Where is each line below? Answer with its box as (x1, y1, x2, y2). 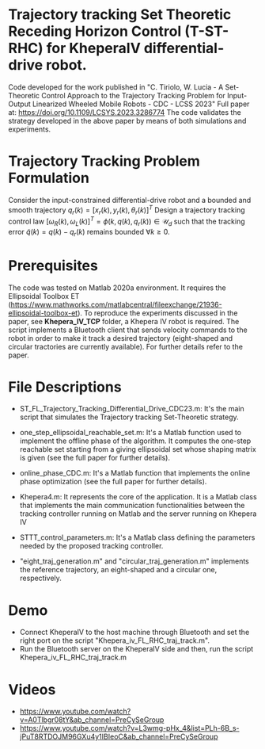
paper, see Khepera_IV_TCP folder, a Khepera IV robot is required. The (8, 316, 240, 326)
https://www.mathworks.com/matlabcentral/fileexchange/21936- (10, 300, 223, 309)
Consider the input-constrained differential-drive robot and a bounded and (8, 195, 252, 204)
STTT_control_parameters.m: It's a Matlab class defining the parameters (19, 533, 256, 542)
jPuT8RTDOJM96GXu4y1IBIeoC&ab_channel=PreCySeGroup (19, 732, 218, 742)
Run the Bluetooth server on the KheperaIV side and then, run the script (19, 644, 254, 654)
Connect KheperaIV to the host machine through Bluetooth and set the (19, 628, 250, 637)
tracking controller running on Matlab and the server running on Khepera (19, 509, 257, 518)
